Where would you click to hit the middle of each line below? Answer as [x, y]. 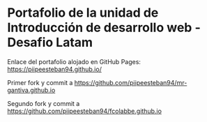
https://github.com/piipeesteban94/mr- [131, 82]
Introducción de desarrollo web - [104, 28]
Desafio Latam [50, 43]
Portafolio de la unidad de [83, 13]
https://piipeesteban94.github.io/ [55, 69]
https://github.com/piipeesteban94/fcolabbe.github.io [85, 111]
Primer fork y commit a [40, 82]
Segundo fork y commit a [44, 103]
